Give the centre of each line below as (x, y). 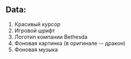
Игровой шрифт (35, 30)
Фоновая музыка (36, 49)
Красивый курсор (37, 24)
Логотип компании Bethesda (51, 37)
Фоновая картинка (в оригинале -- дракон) (70, 43)
